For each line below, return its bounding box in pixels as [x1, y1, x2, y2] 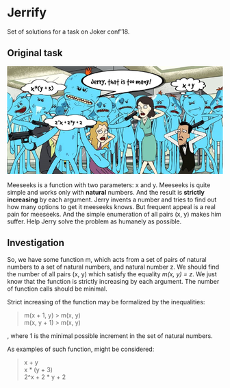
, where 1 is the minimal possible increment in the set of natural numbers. [7, 331, 214, 340]
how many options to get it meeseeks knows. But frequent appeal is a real [7, 202, 216, 210]
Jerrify [7, 5, 47, 21]
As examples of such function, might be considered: [7, 345, 155, 353]
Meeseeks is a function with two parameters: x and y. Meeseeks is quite [7, 180, 211, 189]
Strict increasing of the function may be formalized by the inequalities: [7, 298, 205, 306]
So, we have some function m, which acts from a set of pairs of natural [7, 255, 207, 263]
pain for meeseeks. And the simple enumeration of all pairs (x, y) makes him [7, 210, 222, 218]
